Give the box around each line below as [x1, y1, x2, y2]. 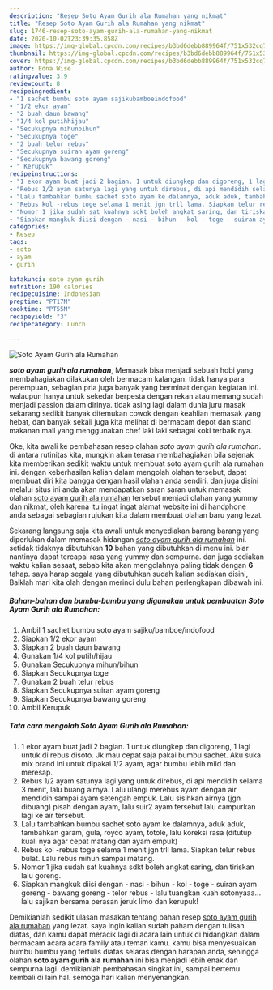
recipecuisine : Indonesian [9, 290, 100, 298]
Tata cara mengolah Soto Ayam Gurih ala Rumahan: [9, 721, 189, 731]
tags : [9, 238, 28, 246]
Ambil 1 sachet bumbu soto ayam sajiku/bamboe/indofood [20, 625, 215, 634]
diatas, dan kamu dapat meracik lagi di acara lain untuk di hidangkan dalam [9, 929, 260, 939]
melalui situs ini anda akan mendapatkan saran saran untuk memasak [9, 484, 241, 494]
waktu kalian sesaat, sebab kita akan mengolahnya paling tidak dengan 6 [9, 560, 254, 570]
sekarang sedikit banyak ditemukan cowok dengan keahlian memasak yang [9, 408, 262, 418]
